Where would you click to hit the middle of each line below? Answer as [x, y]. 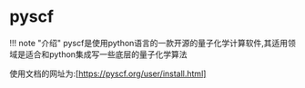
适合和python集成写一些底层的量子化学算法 [106, 54]
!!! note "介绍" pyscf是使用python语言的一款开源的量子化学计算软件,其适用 [149, 43]
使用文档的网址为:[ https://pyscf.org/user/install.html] [108, 73]
